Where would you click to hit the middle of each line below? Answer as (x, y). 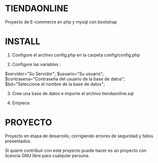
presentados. (18, 141)
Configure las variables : (36, 64)
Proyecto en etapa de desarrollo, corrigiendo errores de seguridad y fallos (79, 136)
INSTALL (23, 41)
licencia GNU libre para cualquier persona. (47, 155)
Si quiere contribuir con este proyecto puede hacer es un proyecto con (76, 150)
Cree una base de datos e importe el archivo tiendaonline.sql (73, 93)
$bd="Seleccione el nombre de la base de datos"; (55, 84)
